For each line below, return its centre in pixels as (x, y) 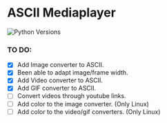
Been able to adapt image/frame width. (73, 73)
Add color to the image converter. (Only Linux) (83, 104)
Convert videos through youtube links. (71, 96)
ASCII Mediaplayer (61, 13)
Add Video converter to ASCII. (60, 80)
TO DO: (20, 50)
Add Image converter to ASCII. (60, 65)
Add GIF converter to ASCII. (57, 88)
